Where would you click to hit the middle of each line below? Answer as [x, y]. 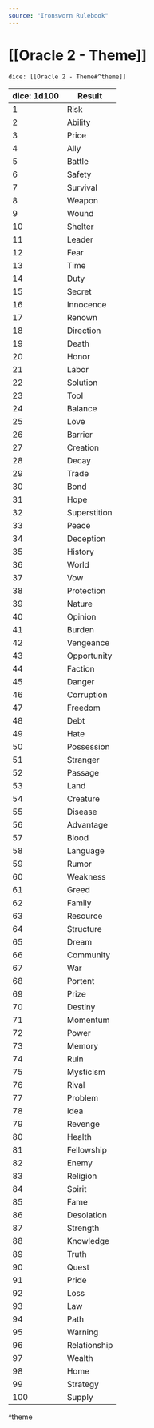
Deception [86, 539]
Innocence [87, 304]
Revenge [83, 1124]
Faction [81, 668]
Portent [81, 981]
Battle [78, 161]
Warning [83, 1332]
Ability [79, 122]
